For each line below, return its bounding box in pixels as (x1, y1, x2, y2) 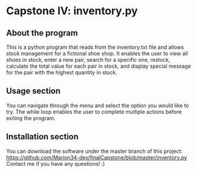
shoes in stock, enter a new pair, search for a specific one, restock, (6, 56, 170, 63)
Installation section (6, 132, 79, 142)
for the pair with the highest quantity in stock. (6, 69, 117, 76)
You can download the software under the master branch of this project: (6, 147, 183, 155)
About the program (6, 28, 78, 38)
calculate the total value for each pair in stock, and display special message (6, 62, 191, 70)
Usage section (6, 86, 61, 96)
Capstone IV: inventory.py (6, 4, 138, 18)
